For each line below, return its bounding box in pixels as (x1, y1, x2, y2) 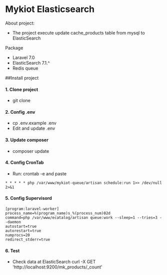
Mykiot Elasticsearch (5, 4, 95, 15)
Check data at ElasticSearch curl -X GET (12, 259, 96, 265)
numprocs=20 (5, 232, 30, 237)
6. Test (5, 247, 20, 253)
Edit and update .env (12, 125, 55, 131)
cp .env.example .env (12, 120, 56, 126)
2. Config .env (5, 109, 35, 115)
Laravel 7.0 (12, 54, 35, 61)
